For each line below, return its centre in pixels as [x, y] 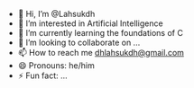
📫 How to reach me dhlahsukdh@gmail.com [101, 53]
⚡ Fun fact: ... [42, 75]
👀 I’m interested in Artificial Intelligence [91, 23]
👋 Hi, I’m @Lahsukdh [56, 14]
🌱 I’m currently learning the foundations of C [100, 33]
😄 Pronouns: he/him [56, 66]
